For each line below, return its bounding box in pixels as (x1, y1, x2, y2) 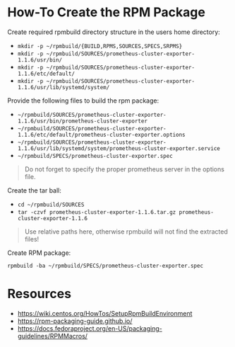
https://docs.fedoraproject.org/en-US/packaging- (17, 324, 162, 333)
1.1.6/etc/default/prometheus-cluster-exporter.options (17, 131, 186, 138)
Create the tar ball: (7, 186, 62, 195)
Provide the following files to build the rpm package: (7, 96, 159, 105)
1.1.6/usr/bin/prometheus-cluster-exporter (17, 118, 148, 125)
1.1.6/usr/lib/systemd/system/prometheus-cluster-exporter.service (17, 144, 220, 152)
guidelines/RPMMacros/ (17, 331, 88, 340)
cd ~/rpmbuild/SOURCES (17, 201, 85, 208)
